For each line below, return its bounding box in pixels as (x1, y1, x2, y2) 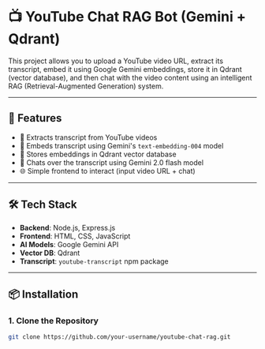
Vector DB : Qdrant (19, 248, 80, 257)
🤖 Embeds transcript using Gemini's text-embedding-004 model (19, 141, 224, 150)
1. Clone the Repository (8, 315, 99, 326)
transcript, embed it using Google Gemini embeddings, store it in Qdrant (8, 64, 242, 73)
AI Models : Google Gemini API (19, 239, 119, 249)
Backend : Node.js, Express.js (19, 223, 116, 232)
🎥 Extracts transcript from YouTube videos (19, 133, 158, 142)
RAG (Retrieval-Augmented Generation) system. (8, 81, 164, 91)
